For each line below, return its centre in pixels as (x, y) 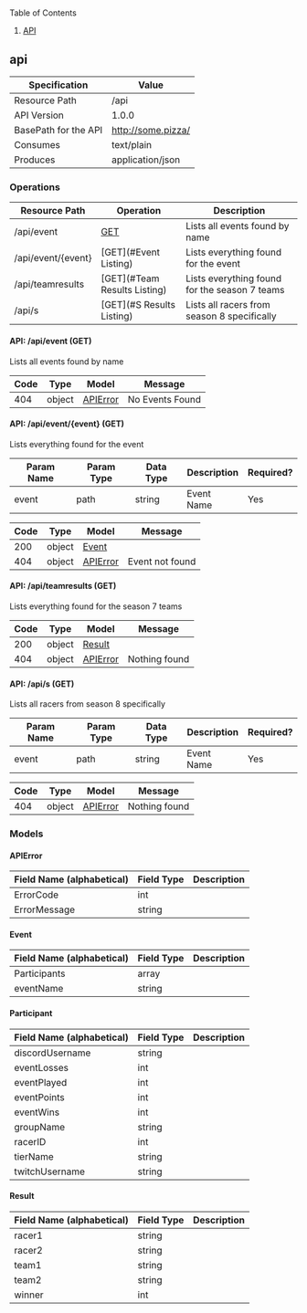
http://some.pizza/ (150, 130)
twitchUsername (49, 1171)
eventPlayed (41, 1082)
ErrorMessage (45, 909)
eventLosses (42, 1067)
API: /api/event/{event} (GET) (67, 424)
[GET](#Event (130, 252)
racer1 (28, 1235)
